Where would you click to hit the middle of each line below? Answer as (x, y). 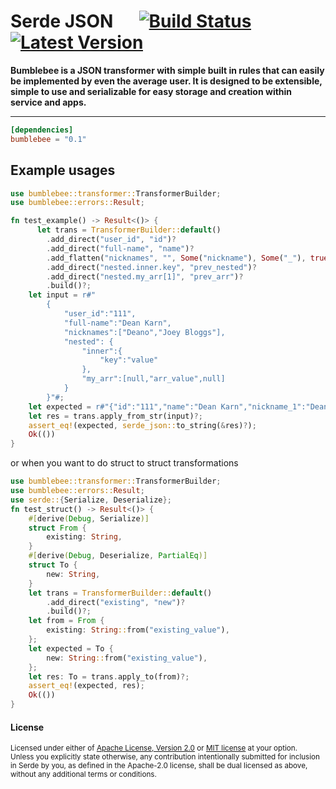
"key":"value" (129, 360)
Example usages (63, 170)
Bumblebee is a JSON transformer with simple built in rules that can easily (167, 70)
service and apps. (48, 102)
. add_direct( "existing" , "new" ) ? (116, 602)
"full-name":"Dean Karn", (117, 323)
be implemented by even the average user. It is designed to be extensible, (166, 81)
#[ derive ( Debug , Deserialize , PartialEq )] (118, 556)
